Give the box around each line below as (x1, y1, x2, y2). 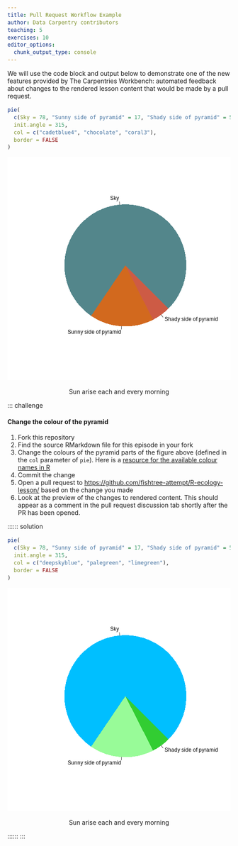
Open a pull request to (17, 479, 83, 487)
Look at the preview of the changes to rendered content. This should (17, 494, 218, 502)
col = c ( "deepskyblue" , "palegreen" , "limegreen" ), (13, 560, 170, 567)
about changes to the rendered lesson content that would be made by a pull (7, 84, 229, 92)
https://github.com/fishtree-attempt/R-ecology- (84, 479, 223, 487)
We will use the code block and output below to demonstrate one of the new (7, 69, 230, 77)
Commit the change (17, 471, 76, 479)
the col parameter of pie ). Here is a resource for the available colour (17, 456, 217, 464)
